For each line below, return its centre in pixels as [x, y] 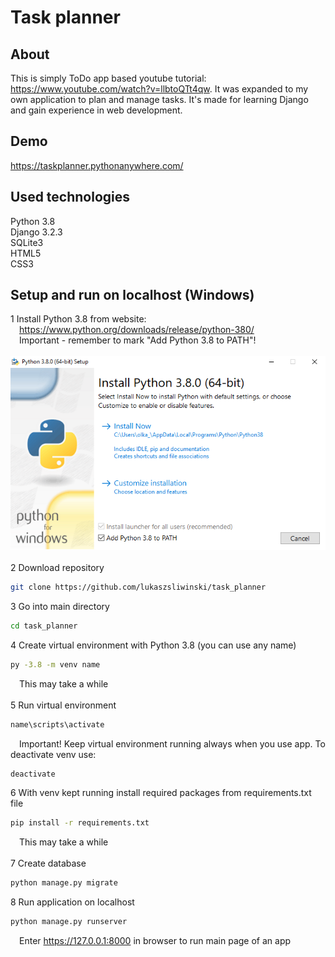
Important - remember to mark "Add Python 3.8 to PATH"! [138, 340]
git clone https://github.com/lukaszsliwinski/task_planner [138, 587]
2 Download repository [57, 568]
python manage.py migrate [64, 883]
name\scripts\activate [57, 724]
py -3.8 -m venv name [55, 664]
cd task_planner [44, 626]
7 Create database [48, 863]
